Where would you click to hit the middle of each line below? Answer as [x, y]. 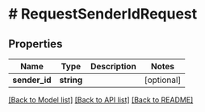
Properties [36, 44]
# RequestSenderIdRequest [103, 14]
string [71, 80]
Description [113, 66]
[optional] [163, 80]
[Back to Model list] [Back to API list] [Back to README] [101, 100]
